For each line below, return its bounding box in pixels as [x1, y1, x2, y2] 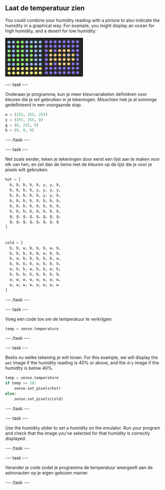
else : [5, 391, 16, 396]
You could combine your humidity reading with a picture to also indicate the [5, 17, 160, 23]
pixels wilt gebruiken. [5, 167, 49, 173]
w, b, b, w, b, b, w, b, [9, 266, 61, 271]
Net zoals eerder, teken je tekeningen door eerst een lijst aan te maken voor [5, 156, 160, 162]
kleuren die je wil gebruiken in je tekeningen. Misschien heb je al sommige [5, 96, 157, 102]
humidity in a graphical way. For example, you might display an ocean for [5, 22, 155, 28]
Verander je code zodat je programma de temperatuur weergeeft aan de [5, 464, 153, 471]
